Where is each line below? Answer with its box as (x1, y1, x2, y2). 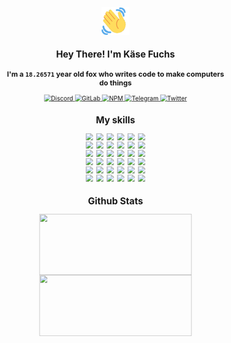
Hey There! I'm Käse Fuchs (56, 49, 175, 61)
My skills (95, 114, 136, 126)
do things (99, 78, 132, 88)
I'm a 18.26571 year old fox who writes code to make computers (6, 70, 225, 79)
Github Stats (88, 195, 143, 207)
